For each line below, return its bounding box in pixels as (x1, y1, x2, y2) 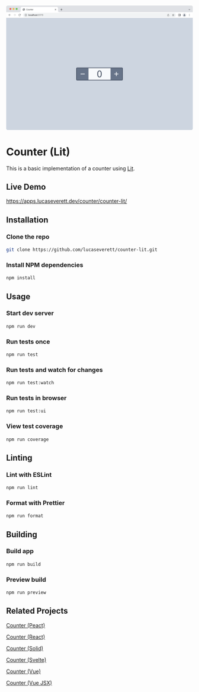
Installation (6, 215, 49, 225)
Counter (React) (6, 633, 46, 640)
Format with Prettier (6, 499, 65, 507)
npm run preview (6, 589, 46, 595)
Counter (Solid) (6, 645, 43, 652)
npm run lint (6, 485, 38, 491)
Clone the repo (6, 232, 50, 241)
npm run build (6, 561, 41, 567)
